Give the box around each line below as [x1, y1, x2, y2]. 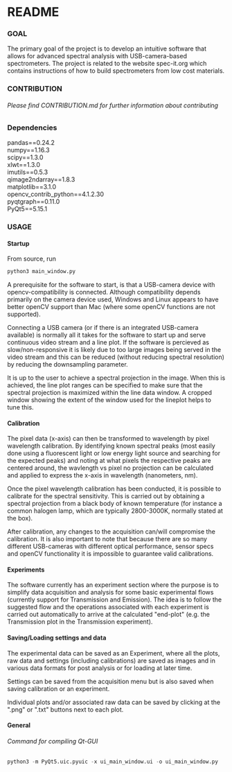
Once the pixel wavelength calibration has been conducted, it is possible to [7, 484, 222, 493]
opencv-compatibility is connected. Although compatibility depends [7, 288, 201, 296]
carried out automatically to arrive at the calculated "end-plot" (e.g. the [7, 611, 210, 619]
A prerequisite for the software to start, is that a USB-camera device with [7, 280, 215, 288]
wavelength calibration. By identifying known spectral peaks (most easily [7, 441, 216, 450]
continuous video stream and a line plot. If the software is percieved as [7, 337, 210, 346]
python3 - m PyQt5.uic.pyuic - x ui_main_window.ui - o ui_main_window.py [7, 758, 218, 766]
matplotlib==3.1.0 [7, 182, 57, 191]
